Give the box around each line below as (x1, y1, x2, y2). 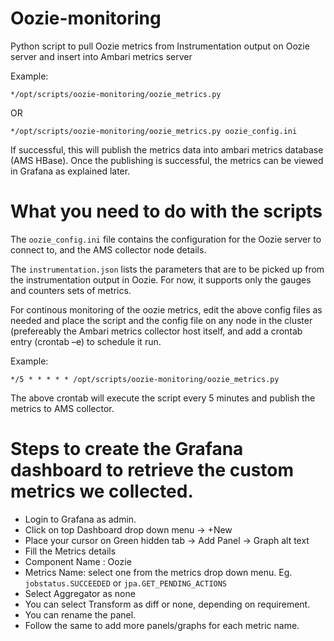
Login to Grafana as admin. (24, 513, 137, 525)
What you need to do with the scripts (10, 200, 323, 223)
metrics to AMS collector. (10, 402, 115, 414)
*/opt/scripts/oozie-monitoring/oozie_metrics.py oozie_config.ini (10, 126, 298, 136)
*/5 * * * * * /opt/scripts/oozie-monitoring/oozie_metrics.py (10, 374, 280, 384)
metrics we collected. (10, 480, 194, 503)
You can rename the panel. (24, 608, 137, 621)
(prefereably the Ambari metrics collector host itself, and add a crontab (10, 325, 303, 337)
